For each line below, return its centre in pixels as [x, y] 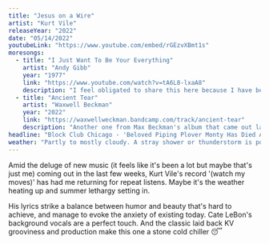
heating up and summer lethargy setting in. [79, 190]
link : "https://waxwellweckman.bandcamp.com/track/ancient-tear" [134, 120]
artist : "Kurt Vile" [43, 23]
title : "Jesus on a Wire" [51, 16]
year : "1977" [44, 75]
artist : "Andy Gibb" [57, 68]
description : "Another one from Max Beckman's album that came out [137, 127]
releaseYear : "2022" [43, 30]
